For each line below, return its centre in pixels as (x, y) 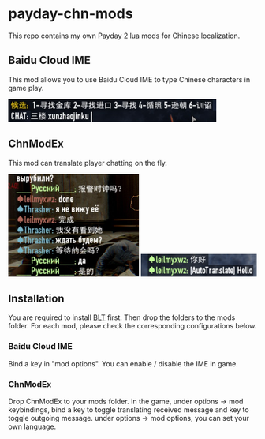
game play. (26, 88)
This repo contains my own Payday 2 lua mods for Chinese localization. (124, 36)
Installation (36, 298)
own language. (32, 426)
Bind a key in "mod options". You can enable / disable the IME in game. (123, 363)
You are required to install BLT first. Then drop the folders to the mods (122, 317)
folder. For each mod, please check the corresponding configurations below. (132, 326)
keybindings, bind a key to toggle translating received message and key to (129, 409)
